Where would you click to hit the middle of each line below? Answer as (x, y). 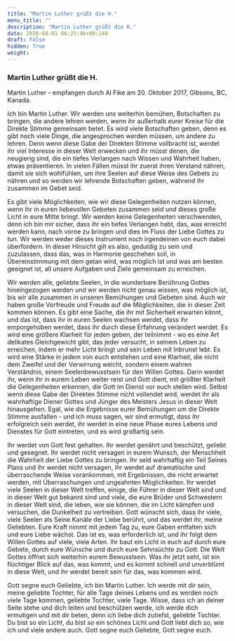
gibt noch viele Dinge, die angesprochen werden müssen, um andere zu (111, 136)
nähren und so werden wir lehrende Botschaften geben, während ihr (106, 181)
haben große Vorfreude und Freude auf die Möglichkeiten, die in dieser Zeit (116, 305)
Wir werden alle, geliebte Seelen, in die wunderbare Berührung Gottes (108, 283)
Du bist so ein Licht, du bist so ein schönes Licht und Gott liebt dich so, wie (116, 623)
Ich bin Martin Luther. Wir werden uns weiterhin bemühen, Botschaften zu (114, 114)
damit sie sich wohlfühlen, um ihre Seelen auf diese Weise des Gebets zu (113, 173)
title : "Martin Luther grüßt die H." (62, 14)
